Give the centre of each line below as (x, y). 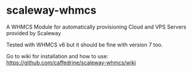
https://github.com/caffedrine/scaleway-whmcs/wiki (71, 62)
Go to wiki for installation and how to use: (57, 56)
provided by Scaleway (34, 33)
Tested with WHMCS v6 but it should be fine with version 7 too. (85, 45)
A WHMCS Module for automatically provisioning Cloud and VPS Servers (96, 27)
